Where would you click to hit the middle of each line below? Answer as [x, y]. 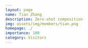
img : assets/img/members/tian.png [42, 24]
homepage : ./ [19, 28]
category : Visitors [26, 38]
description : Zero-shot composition [44, 19]
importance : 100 [22, 33]
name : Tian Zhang [24, 14]
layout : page [19, 10]
